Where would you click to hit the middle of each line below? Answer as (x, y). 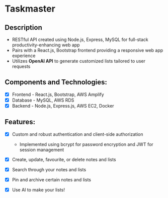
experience (24, 56)
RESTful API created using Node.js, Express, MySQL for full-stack (80, 39)
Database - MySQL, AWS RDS (43, 100)
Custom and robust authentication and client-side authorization (77, 134)
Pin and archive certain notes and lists (52, 180)
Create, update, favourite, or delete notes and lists (64, 159)
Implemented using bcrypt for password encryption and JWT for (87, 144)
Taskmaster (30, 9)
